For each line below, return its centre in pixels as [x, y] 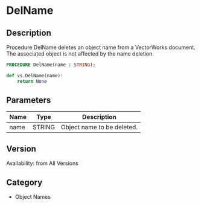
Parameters [29, 100]
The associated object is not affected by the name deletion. [80, 54]
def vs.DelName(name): [35, 76]
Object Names [33, 197]
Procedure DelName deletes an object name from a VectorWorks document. [101, 47]
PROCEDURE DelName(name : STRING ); [51, 65]
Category [24, 182]
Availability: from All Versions [42, 163]
